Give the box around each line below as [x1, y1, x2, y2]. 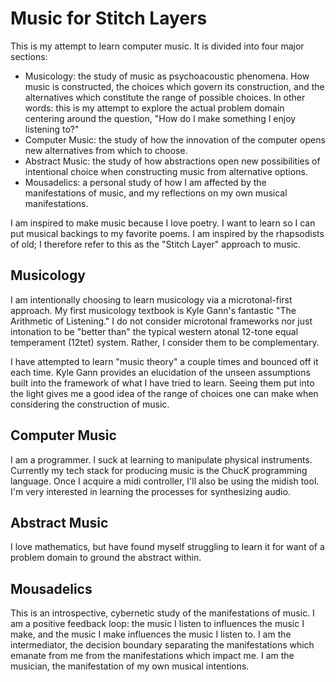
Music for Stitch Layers [10, 7, 208, 30]
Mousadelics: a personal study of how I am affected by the [24, 176, 267, 188]
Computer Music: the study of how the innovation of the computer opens [24, 133, 326, 146]
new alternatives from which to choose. [24, 144, 188, 156]
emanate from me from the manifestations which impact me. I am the [10, 650, 295, 662]
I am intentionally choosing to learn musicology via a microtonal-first [10, 293, 293, 306]
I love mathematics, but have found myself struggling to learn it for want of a [10, 541, 325, 553]
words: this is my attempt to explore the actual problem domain [24, 102, 285, 114]
